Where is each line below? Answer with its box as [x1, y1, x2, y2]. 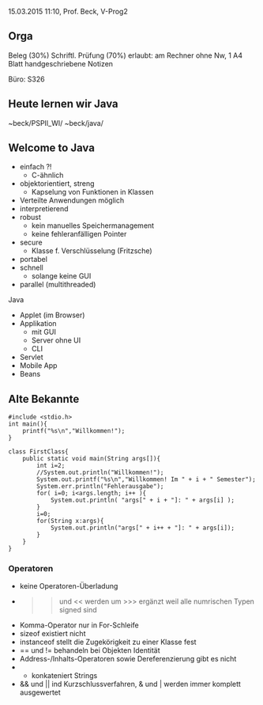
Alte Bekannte [8, 392, 80, 406]
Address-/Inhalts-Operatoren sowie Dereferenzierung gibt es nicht [19, 654, 237, 663]
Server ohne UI [31, 335, 81, 345]
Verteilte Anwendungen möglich [19, 195, 125, 205]
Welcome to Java [8, 142, 95, 155]
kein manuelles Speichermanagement [31, 221, 155, 230]
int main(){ [8, 420, 47, 428]
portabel [19, 255, 47, 264]
